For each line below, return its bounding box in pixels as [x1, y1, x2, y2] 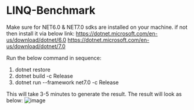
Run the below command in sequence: [6, 54, 102, 61]
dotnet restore [14, 66, 51, 73]
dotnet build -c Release [14, 72, 74, 79]
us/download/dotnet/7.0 [6, 43, 66, 50]
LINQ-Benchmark [6, 4, 96, 17]
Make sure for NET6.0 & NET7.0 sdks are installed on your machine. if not [6, 23, 188, 31]
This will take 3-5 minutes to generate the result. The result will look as [6, 90, 182, 97]
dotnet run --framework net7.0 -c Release [14, 79, 119, 86]
